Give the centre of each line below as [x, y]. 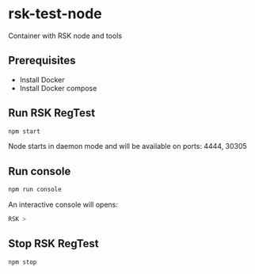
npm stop [23, 262]
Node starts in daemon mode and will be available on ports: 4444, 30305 [127, 147]
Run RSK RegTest [52, 113]
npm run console [35, 190]
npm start [25, 131]
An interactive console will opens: [63, 205]
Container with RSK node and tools [65, 36]
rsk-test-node [55, 14]
